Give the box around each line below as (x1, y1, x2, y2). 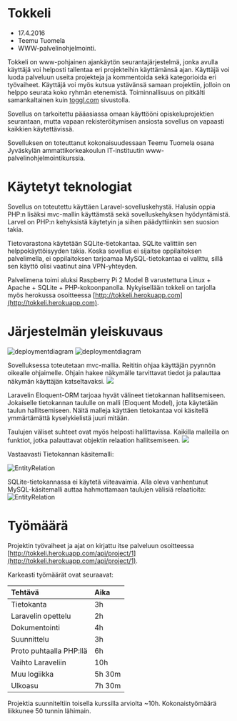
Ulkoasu (11, 680, 39, 690)
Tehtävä (11, 587, 39, 597)
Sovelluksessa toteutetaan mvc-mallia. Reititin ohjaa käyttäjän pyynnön (7, 361, 216, 369)
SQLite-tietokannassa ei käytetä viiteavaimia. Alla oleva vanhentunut (7, 477, 208, 486)
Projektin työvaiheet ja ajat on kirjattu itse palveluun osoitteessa (7, 541, 194, 550)
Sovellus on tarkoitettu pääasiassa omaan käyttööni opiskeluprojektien (7, 109, 214, 118)
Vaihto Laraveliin (11, 657, 66, 667)
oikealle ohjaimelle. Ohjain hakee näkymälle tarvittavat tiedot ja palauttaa (7, 368, 221, 377)
